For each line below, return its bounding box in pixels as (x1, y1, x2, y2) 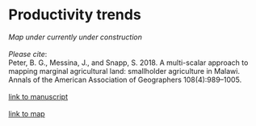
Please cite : (8, 49, 48, 59)
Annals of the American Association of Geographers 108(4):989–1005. (8, 75, 242, 84)
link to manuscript (8, 91, 69, 101)
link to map (8, 108, 46, 118)
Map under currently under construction (8, 32, 143, 42)
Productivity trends (8, 6, 141, 24)
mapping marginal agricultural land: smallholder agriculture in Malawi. (8, 66, 241, 75)
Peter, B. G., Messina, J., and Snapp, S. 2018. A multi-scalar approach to (8, 58, 249, 67)
